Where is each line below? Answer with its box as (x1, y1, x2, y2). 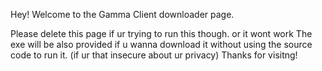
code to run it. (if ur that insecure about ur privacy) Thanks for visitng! (10, 49, 298, 61)
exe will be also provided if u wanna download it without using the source (10, 39, 313, 50)
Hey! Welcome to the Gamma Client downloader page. (10, 9, 235, 20)
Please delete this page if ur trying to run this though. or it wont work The (10, 28, 313, 39)
